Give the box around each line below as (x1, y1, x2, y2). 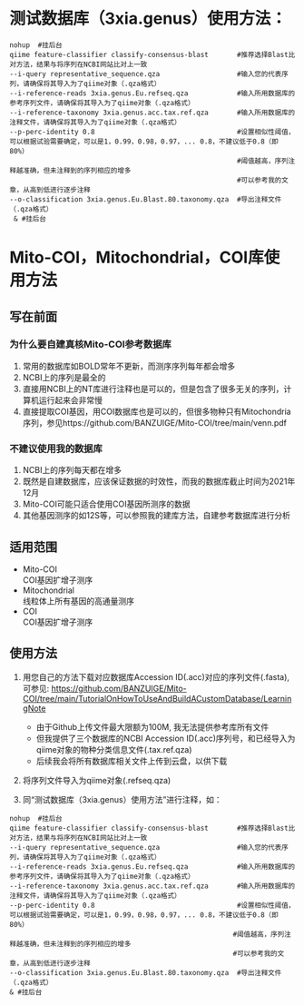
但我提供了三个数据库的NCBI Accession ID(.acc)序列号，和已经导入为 (35, 733, 296, 744)
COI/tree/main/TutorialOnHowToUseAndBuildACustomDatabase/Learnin (22, 693, 292, 704)
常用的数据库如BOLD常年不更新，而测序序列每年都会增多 (22, 360, 236, 371)
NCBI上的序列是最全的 (22, 371, 106, 382)
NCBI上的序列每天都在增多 (22, 465, 123, 476)
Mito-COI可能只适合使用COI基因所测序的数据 (22, 498, 191, 509)
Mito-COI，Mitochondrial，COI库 (9, 247, 265, 268)
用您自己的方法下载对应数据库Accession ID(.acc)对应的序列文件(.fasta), (22, 671, 290, 682)
